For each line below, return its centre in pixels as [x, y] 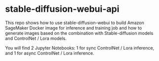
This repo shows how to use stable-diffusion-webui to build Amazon [75, 23]
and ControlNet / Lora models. [36, 38]
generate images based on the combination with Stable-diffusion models [79, 33]
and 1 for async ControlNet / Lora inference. [50, 53]
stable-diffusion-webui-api [62, 9]
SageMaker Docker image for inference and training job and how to [74, 28]
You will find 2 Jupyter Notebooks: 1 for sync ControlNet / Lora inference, [80, 48]
